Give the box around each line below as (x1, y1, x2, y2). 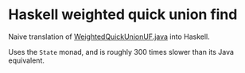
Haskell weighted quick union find (8, 6, 238, 24)
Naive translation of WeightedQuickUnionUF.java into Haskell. (8, 32, 211, 41)
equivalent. (8, 56, 45, 65)
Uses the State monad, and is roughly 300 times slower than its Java (8, 47, 235, 56)
